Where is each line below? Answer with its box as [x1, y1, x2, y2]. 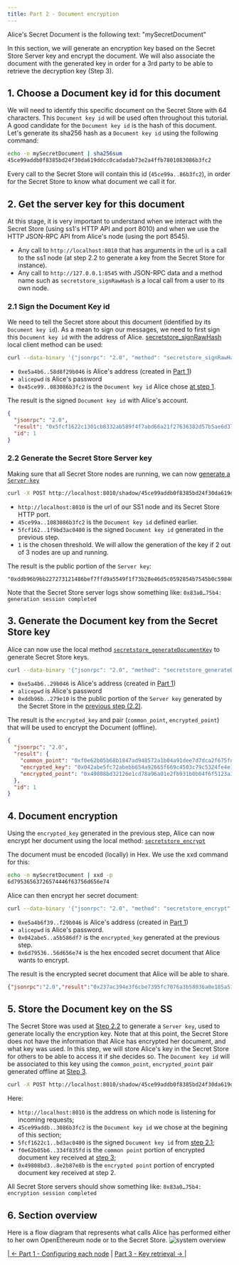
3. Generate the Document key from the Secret [7, 615, 218, 628]
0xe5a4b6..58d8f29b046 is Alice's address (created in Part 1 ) [17, 367, 192, 376]
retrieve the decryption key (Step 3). [7, 66, 114, 75]
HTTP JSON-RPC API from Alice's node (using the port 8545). [7, 232, 190, 240]
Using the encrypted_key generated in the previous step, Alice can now [7, 829, 215, 838]
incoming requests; [17, 1115, 75, 1124]
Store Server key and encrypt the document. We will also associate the [7, 51, 216, 60]
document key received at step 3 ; [17, 1153, 117, 1162]
